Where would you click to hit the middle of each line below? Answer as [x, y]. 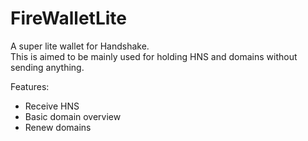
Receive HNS [52, 106]
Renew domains [58, 127]
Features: [30, 86]
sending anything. [47, 67]
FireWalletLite [68, 18]
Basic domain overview [73, 116]
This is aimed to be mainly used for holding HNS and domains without [154, 56]
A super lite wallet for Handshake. [80, 46]
